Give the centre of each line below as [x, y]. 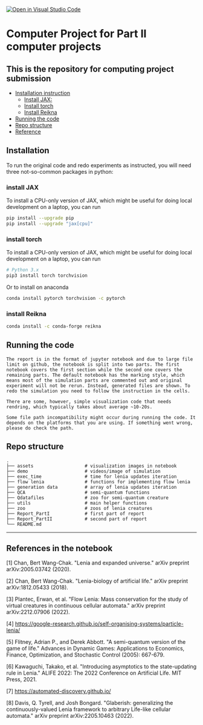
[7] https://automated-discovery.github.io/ [59, 691]
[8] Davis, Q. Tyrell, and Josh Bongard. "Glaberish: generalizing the [90, 703]
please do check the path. [40, 428]
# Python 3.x [23, 270]
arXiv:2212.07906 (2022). [38, 612]
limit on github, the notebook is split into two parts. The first [93, 364]
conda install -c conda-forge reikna [54, 326]
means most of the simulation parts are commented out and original [94, 380]
